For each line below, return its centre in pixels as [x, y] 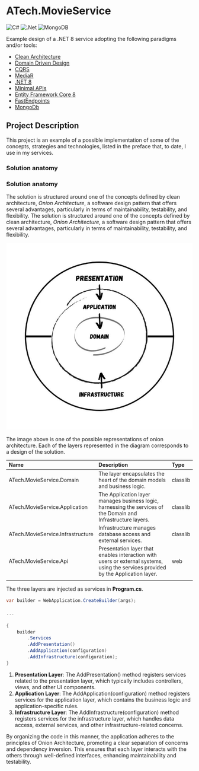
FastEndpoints [32, 101]
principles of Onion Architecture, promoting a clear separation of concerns [97, 743]
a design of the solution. [36, 451]
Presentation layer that [126, 549]
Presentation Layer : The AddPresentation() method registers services [100, 674]
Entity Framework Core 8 [45, 94]
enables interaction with [128, 555]
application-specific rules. [46, 706]
